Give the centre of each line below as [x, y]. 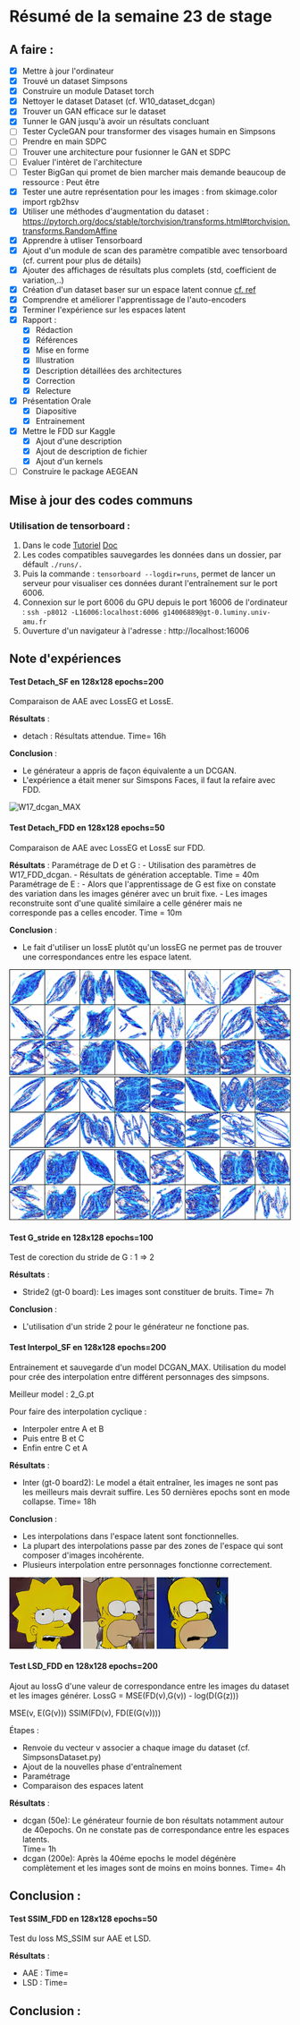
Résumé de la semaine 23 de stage [141, 17]
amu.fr [34, 622]
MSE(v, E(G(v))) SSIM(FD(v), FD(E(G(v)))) [85, 1713]
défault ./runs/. [52, 564]
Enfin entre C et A [54, 1448]
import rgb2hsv [50, 201]
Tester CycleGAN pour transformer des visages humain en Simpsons [149, 132]
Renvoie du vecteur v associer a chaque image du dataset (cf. [136, 1748]
